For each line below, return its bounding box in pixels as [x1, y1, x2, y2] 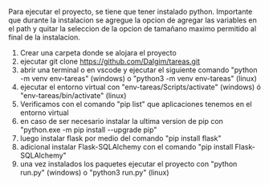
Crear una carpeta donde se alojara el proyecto [19, 48, 177, 57]
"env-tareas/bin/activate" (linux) [19, 91, 127, 100]
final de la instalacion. [8, 32, 80, 42]
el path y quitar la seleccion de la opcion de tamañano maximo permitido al [8, 24, 257, 33]
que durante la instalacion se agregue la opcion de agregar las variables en [8, 15, 257, 25]
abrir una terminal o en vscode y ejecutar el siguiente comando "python [19, 65, 258, 75]
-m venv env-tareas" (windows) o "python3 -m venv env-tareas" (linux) [19, 74, 257, 83]
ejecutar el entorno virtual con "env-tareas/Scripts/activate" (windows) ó [19, 82, 262, 92]
